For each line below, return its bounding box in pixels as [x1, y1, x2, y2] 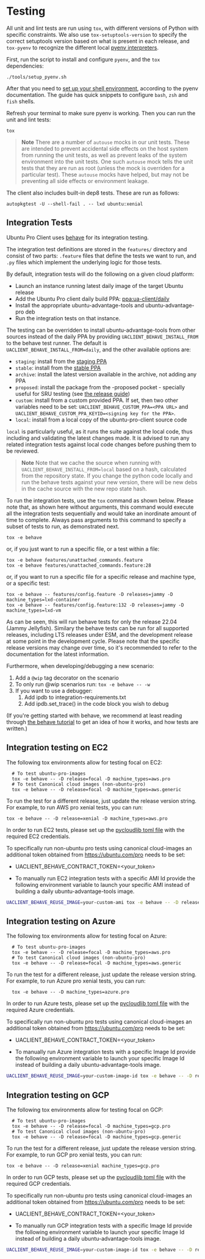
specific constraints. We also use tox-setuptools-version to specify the [6, 30, 187, 38]
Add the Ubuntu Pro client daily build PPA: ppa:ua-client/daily [15, 295, 170, 303]
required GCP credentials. [6, 1180, 71, 1187]
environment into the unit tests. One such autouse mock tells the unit [21, 157, 193, 165]
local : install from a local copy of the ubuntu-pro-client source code [15, 416, 187, 423]
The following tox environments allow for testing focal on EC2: [6, 758, 163, 766]
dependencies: [6, 62, 44, 70]
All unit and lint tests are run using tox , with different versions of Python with [6, 24, 199, 32]
